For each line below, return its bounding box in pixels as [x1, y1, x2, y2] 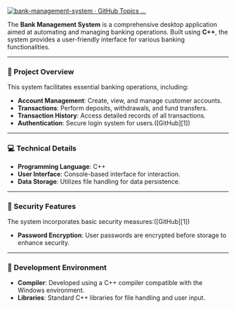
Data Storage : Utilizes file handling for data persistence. [17, 177, 181, 186]
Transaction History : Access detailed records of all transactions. [17, 111, 206, 120]
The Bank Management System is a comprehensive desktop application [7, 20, 218, 28]
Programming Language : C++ [17, 162, 106, 170]
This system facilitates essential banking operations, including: [7, 83, 189, 92]
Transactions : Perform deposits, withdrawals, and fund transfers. [17, 104, 208, 113]
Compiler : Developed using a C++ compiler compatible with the [17, 279, 203, 287]
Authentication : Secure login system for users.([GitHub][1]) [17, 119, 191, 127]
